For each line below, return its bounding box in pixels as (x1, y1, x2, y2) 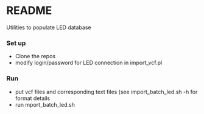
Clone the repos (15, 53, 56, 60)
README (6, 4, 52, 18)
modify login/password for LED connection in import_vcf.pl (15, 59, 163, 67)
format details (15, 95, 51, 102)
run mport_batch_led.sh (15, 101, 75, 108)
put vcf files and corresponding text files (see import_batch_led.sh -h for (15, 88, 198, 95)
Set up (6, 39, 26, 47)
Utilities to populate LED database (6, 24, 91, 31)
